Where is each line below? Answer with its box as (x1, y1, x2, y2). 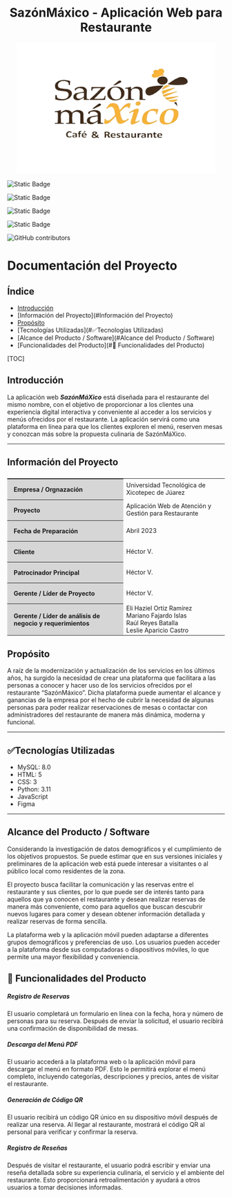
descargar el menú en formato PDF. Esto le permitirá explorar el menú (7, 1065, 206, 1074)
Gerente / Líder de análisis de (13, 611, 100, 620)
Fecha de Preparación (13, 527, 78, 535)
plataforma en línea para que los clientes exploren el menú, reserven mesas (7, 422, 223, 430)
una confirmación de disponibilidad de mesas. (7, 1024, 139, 1033)
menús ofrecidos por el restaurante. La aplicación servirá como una (7, 414, 200, 423)
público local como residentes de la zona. (7, 866, 126, 875)
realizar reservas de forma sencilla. (7, 917, 108, 925)
